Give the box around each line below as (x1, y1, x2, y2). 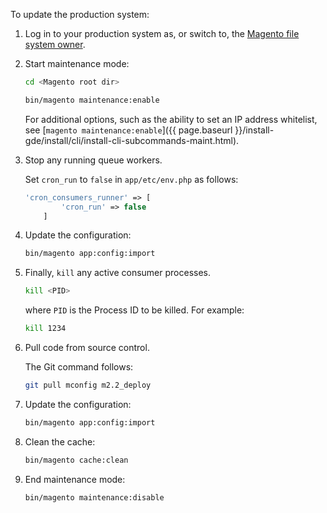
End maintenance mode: (24, 473, 126, 485)
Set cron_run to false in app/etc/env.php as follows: (24, 173, 239, 185)
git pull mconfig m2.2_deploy (24, 380, 152, 390)
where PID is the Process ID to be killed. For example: (24, 304, 245, 316)
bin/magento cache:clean (24, 455, 129, 465)
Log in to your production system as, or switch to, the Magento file (24, 28, 300, 39)
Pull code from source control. (24, 342, 150, 353)
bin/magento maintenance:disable (24, 492, 165, 503)
